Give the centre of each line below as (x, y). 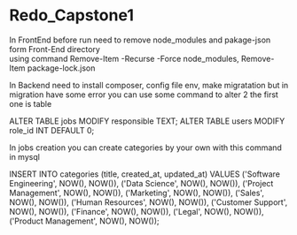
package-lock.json (61, 68)
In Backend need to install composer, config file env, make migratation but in (149, 85)
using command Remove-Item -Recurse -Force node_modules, (124, 58)
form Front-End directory (55, 49)
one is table (31, 103)
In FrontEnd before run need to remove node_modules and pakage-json (140, 40)
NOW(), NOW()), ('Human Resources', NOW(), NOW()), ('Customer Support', (148, 202)
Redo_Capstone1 (72, 15)
